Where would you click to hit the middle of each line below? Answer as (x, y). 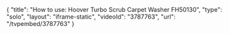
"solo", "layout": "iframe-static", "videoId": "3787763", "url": (91, 17)
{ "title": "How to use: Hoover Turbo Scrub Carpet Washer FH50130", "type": (114, 10)
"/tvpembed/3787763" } (40, 24)
